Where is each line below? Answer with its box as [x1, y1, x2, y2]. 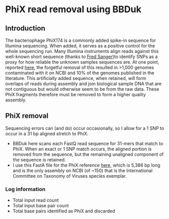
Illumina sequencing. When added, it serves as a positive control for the [5, 43, 155, 49]
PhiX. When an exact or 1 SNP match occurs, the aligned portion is [12, 146, 152, 152]
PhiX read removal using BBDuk [5, 4, 142, 15]
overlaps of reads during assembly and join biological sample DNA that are [5, 80, 162, 87]
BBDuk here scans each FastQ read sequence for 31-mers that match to [12, 140, 163, 146]
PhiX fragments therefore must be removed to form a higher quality [5, 92, 146, 97]
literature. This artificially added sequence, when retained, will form [5, 75, 146, 81]
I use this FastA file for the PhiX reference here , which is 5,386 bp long [12, 162, 161, 168]
